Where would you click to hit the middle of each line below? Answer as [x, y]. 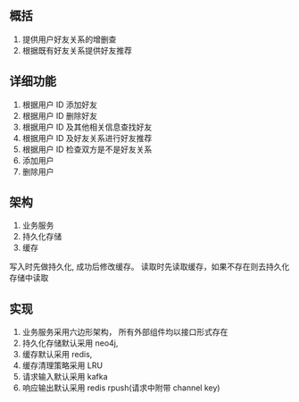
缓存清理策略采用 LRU [62, 365]
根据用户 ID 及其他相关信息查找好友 [87, 127]
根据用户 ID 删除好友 [60, 115]
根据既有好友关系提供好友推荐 [77, 50]
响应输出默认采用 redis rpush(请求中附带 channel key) [121, 388]
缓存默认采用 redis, [57, 355]
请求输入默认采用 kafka [65, 377]
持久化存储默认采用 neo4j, [70, 343]
